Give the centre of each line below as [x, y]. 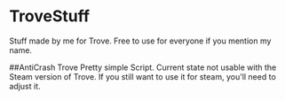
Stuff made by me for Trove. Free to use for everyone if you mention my [140, 41]
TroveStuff [50, 16]
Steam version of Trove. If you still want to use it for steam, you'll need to [143, 76]
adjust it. [25, 86]
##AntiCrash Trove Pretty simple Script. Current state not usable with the [143, 67]
